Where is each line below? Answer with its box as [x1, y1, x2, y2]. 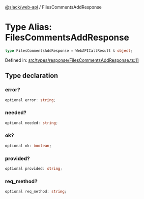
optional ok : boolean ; [5, 143, 52, 148]
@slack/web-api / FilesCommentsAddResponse [5, 4, 102, 10]
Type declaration [5, 72, 58, 80]
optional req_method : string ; [5, 189, 67, 194]
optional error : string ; [5, 97, 56, 103]
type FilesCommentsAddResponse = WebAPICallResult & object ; [5, 48, 133, 53]
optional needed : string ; [5, 120, 58, 125]
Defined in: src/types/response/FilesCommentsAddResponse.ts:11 [5, 57, 139, 63]
